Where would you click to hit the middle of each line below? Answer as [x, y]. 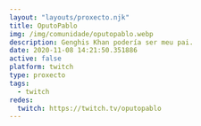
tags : [19, 83]
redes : [21, 100]
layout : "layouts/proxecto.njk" [69, 17]
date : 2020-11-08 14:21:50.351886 [74, 51]
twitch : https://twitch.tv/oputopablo [90, 108]
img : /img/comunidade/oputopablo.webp [81, 34]
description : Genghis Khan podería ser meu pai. [101, 42]
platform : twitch [42, 67]
